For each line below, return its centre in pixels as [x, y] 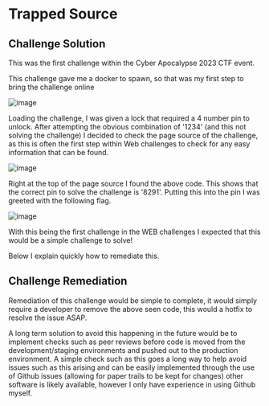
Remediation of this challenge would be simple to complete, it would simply [133, 300]
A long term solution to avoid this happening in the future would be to [123, 333]
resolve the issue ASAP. [48, 318]
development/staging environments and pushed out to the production [123, 350]
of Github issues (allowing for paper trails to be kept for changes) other [126, 375]
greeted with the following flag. [60, 201]
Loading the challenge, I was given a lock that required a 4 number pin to [129, 118]
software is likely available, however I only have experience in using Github [132, 384]
